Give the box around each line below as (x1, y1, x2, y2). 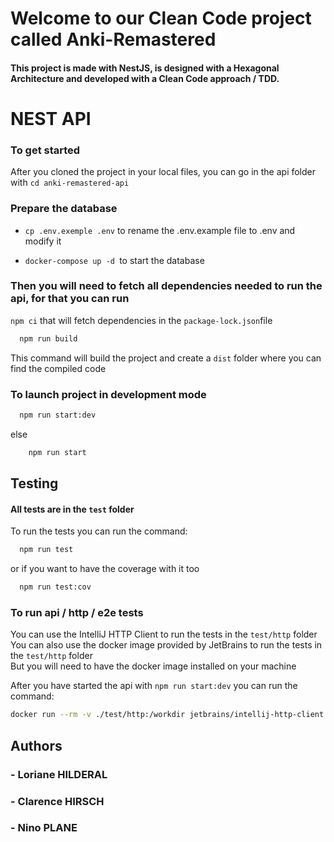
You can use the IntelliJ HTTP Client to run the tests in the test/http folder (10, 628, 318, 641)
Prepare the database (10, 202, 118, 216)
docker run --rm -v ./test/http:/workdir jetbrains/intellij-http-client (10, 710, 325, 720)
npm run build (19, 333, 78, 344)
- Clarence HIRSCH (10, 794, 105, 808)
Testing (10, 475, 59, 492)
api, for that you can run (10, 292, 130, 306)
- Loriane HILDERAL (10, 767, 108, 781)
